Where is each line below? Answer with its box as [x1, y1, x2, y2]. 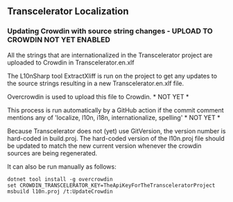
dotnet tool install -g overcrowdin [7, 176, 113, 183]
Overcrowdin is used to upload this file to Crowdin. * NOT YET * [7, 92, 189, 101]
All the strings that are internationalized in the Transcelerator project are [7, 51, 213, 59]
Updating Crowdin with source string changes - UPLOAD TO [7, 26, 213, 36]
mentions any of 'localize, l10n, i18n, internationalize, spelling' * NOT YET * [7, 113, 221, 121]
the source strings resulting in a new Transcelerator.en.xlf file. [7, 79, 184, 87]
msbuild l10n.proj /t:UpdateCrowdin [7, 187, 113, 195]
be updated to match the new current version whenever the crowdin [7, 142, 202, 150]
